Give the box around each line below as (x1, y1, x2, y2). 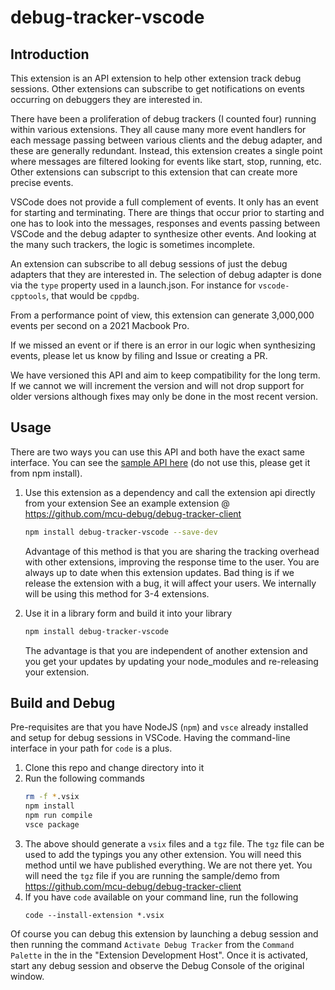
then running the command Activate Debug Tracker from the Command (10, 938, 295, 950)
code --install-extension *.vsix (24, 910, 165, 920)
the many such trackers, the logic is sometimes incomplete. (10, 239, 256, 250)
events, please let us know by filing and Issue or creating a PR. (10, 350, 268, 361)
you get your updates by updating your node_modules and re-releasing (24, 655, 319, 667)
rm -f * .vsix (24, 792, 80, 802)
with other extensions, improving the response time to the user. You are (24, 556, 320, 568)
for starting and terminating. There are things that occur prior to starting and (10, 207, 325, 218)
